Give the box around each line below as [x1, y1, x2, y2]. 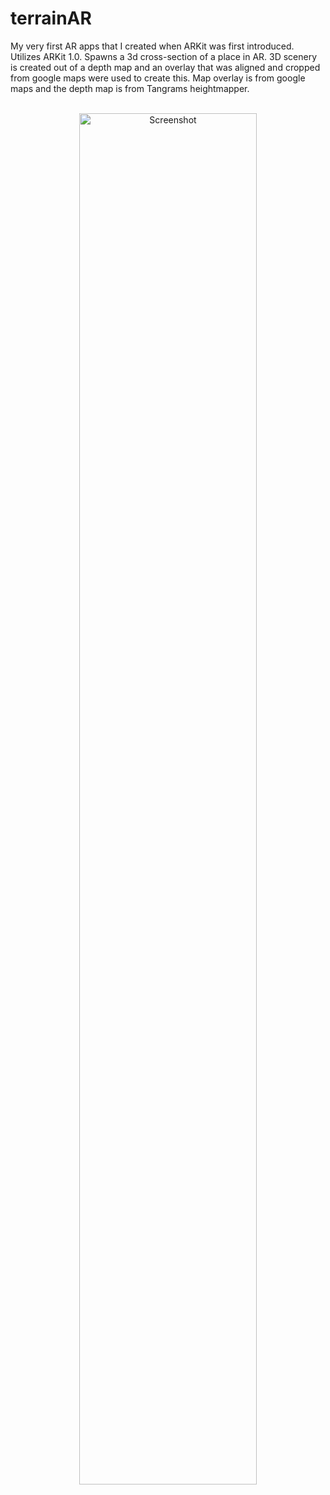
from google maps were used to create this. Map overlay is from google [10, 72, 306, 84]
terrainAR [10, 7, 92, 30]
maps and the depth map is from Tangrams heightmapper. [10, 82, 250, 94]
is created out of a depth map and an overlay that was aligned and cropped [10, 61, 321, 73]
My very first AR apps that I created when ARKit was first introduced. [10, 40, 295, 52]
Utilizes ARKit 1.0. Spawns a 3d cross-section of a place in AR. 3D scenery [10, 50, 318, 62]
